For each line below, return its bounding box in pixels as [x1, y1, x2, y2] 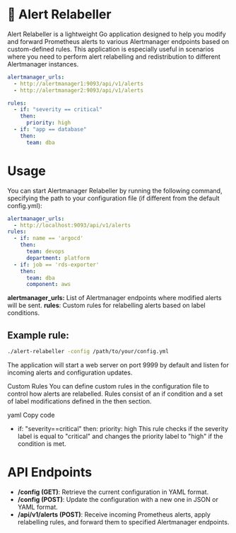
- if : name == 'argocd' [13, 235, 83, 242]
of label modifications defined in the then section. [7, 396, 152, 406]
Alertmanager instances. [7, 59, 79, 68]
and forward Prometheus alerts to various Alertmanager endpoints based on [7, 37, 230, 45]
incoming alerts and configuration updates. [7, 368, 133, 377]
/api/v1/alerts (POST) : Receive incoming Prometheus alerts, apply [17, 510, 211, 519]
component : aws [25, 281, 71, 288]
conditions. [7, 309, 40, 317]
